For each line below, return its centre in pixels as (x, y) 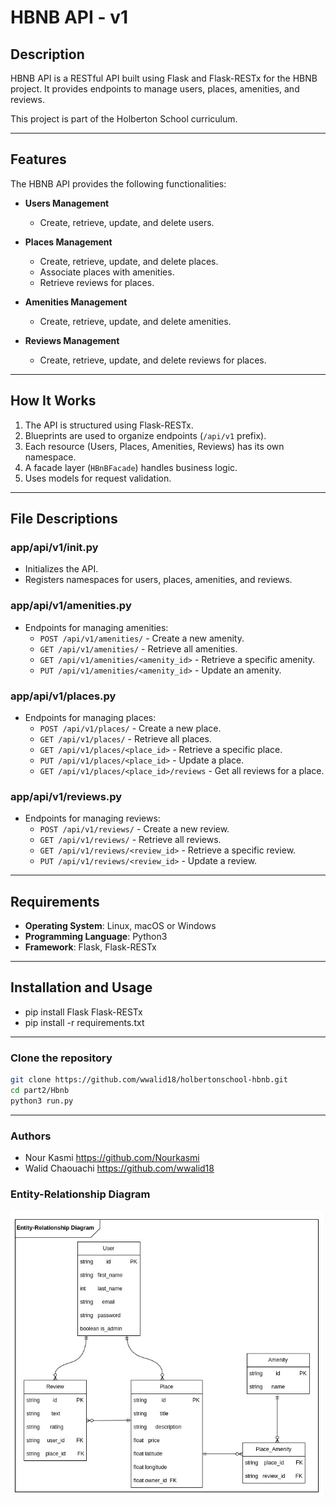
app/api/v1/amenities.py (71, 606)
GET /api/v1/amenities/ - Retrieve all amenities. (138, 648)
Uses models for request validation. (98, 478)
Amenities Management (76, 302)
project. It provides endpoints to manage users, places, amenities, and (155, 89)
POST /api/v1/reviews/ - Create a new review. (134, 829)
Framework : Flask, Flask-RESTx (90, 947)
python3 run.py (42, 1101)
